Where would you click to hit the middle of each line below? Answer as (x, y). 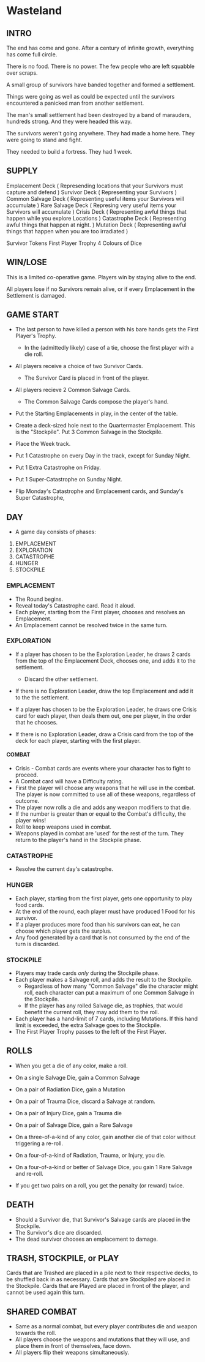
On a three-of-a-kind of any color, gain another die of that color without (105, 1137)
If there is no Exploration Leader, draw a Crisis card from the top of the (104, 734)
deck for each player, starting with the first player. (78, 740)
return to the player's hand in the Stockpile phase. (78, 840)
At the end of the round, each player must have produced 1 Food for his (105, 911)
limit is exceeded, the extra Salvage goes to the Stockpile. (88, 1025)
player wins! (30, 821)
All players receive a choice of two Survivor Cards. (79, 366)
